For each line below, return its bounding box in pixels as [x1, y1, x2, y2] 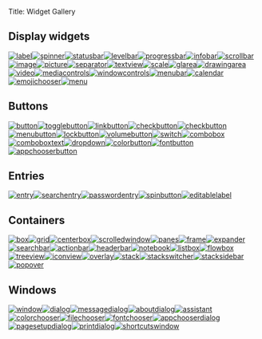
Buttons [8, 100, 49, 113]
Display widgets [8, 30, 90, 43]
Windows [8, 283, 57, 297]
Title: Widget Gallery [8, 7, 76, 16]
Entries [8, 169, 46, 183]
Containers [8, 213, 65, 227]
